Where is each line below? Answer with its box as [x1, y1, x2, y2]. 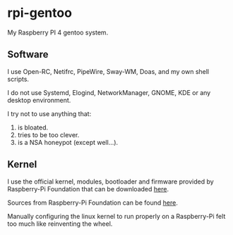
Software [7, 49, 49, 61]
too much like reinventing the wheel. [7, 220, 113, 228]
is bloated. [17, 123, 49, 132]
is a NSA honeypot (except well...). [17, 138, 119, 146]
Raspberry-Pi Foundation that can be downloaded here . [7, 184, 169, 193]
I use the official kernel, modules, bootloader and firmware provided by [7, 177, 214, 186]
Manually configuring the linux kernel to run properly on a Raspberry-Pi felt [7, 212, 226, 220]
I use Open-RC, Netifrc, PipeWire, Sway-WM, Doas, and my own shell [7, 67, 210, 75]
